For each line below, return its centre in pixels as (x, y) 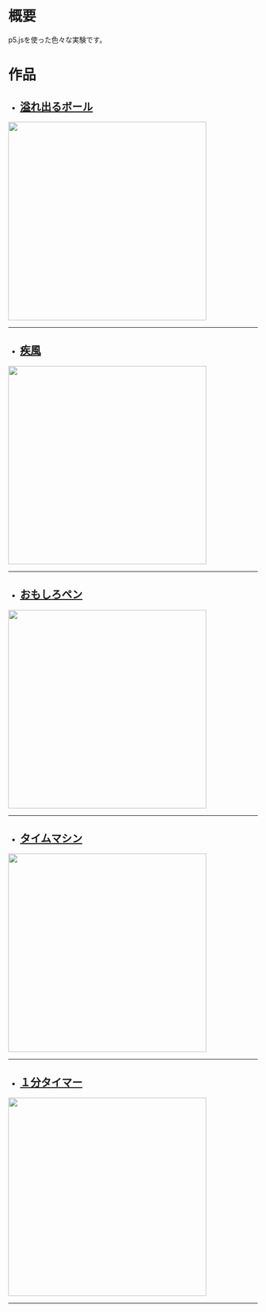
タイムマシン (51, 838)
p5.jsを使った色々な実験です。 (57, 40)
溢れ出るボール (56, 107)
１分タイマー (51, 1082)
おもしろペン (51, 595)
